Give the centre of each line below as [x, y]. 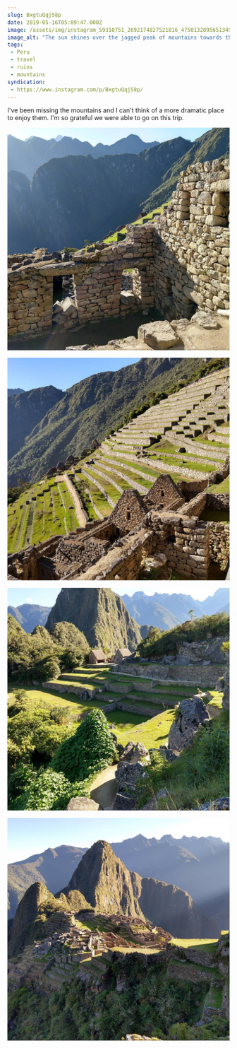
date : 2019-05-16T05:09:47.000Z [55, 22]
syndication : [26, 82]
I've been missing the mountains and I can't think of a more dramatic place [116, 110]
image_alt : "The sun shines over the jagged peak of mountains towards [115, 37]
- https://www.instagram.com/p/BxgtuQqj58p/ [77, 89]
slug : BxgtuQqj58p [34, 15]
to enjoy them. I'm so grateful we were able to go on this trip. [96, 118]
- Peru [20, 52]
